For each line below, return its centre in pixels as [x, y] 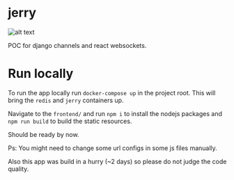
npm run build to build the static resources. [70, 121]
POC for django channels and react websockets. [77, 45]
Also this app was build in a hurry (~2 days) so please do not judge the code [117, 161]
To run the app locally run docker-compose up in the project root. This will [112, 92]
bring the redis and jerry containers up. [66, 100]
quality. [18, 169]
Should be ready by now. [44, 134]
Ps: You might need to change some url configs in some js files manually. [113, 148]
